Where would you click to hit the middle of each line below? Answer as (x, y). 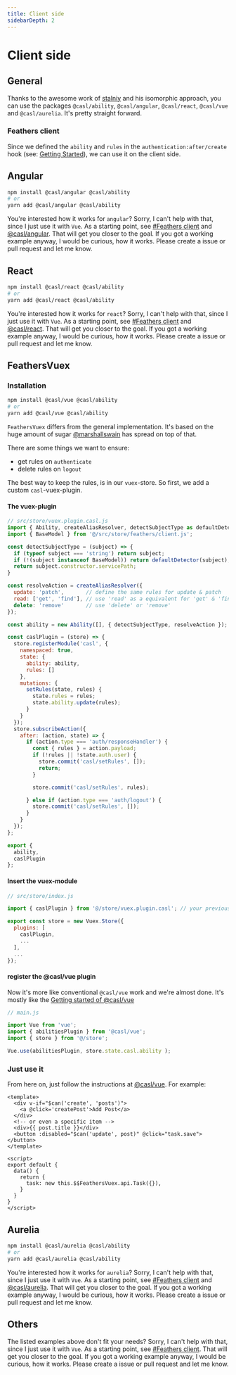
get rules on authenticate (55, 461)
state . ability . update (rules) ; (77, 703)
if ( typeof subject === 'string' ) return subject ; (89, 553)
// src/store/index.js (40, 896)
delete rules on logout (50, 469)
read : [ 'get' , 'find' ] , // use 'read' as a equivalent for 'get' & (114, 599)
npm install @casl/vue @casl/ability (63, 400)
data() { (26, 1171)
